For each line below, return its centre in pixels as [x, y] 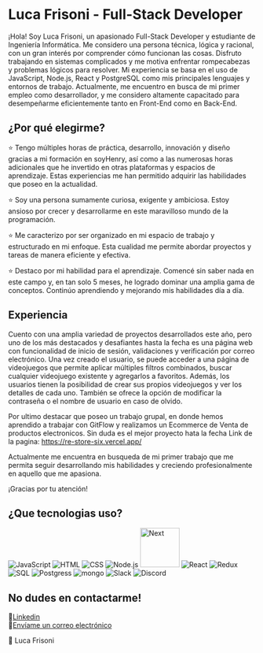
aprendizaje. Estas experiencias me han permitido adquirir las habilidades [127, 176]
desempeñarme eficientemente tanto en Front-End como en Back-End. [123, 103]
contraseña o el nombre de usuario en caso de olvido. [95, 401]
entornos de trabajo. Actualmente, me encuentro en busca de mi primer [124, 86]
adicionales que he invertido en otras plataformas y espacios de [112, 167]
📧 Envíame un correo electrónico [60, 625]
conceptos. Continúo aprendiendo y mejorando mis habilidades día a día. [126, 290]
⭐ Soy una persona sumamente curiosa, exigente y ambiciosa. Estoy [119, 199]
